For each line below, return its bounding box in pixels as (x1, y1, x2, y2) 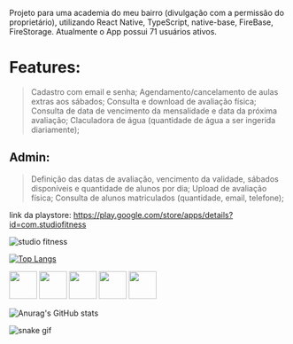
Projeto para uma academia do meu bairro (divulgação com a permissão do (9, 8, 285, 18)
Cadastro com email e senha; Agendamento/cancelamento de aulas (30, 86, 279, 97)
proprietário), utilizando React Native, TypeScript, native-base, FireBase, (9, 17, 274, 27)
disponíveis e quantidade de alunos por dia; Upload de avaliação (30, 183, 267, 193)
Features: (9, 58, 81, 78)
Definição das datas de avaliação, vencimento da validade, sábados (30, 173, 279, 184)
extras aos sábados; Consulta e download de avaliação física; (30, 96, 257, 106)
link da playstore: (9, 209, 72, 220)
